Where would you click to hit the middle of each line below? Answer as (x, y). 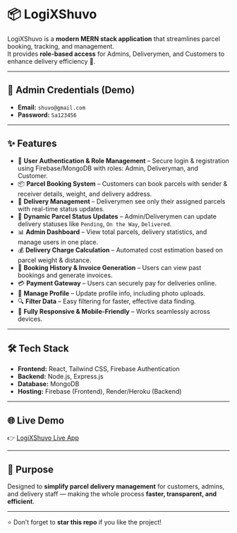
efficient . (21, 501)
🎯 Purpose (31, 469)
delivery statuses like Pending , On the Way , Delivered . (95, 223)
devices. (30, 319)
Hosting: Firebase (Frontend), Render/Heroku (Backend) (99, 392)
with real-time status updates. (61, 209)
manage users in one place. (58, 242)
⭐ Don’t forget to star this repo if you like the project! (85, 522)
